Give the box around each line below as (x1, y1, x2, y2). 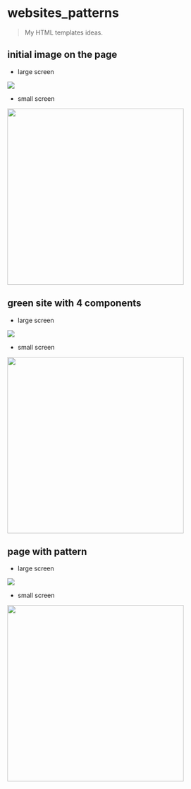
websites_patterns (7, 5, 120, 21)
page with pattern (7, 545, 87, 558)
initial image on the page (7, 49, 118, 61)
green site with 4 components (7, 298, 142, 310)
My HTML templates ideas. (24, 28, 104, 37)
